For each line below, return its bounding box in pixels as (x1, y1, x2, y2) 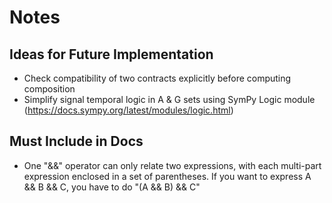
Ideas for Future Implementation (9, 46, 214, 63)
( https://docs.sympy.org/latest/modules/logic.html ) (23, 104, 234, 116)
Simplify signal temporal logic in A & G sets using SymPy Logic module (23, 94, 316, 105)
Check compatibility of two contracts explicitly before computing (23, 72, 292, 84)
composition (23, 83, 76, 95)
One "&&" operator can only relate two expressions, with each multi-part (23, 159, 322, 171)
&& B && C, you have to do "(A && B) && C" (23, 181, 201, 193)
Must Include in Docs (9, 133, 144, 150)
